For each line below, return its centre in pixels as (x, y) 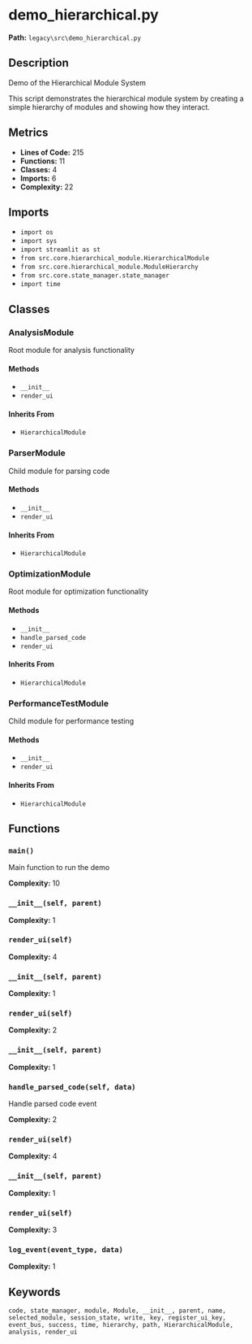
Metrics (28, 133)
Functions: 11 (43, 161)
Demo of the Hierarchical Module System (77, 82)
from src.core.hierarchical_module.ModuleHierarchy (109, 267)
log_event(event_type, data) (66, 1249)
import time (40, 285)
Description (38, 63)
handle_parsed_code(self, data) (72, 1087)
